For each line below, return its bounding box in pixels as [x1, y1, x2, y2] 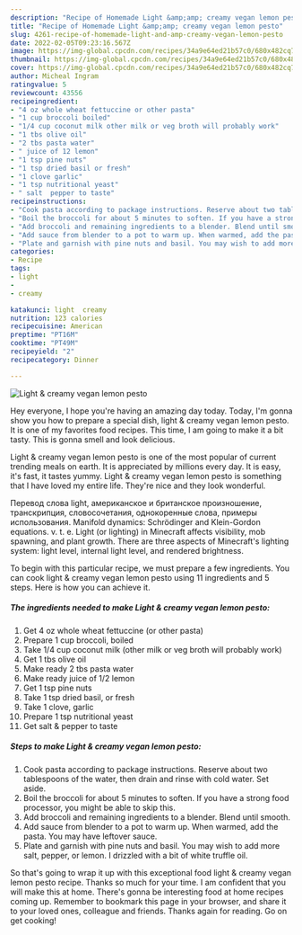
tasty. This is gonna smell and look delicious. [10, 433, 176, 445]
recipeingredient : [10, 96, 79, 106]
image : [10, 47, 35, 56]
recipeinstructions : [10, 197, 88, 207]
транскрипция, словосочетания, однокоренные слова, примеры [10, 507, 258, 518]
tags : [10, 264, 30, 273]
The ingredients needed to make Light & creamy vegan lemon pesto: [10, 602, 271, 613]
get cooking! [10, 914, 57, 926]
